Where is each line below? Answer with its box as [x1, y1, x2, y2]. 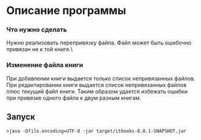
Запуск [6, 112, 35, 122]
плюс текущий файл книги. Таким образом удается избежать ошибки [6, 88, 188, 95]
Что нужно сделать [6, 26, 67, 34]
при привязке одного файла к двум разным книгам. [6, 94, 141, 101]
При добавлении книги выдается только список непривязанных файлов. [6, 74, 196, 82]
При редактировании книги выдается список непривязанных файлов [6, 81, 187, 88]
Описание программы [6, 4, 127, 18]
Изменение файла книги [6, 61, 83, 69]
